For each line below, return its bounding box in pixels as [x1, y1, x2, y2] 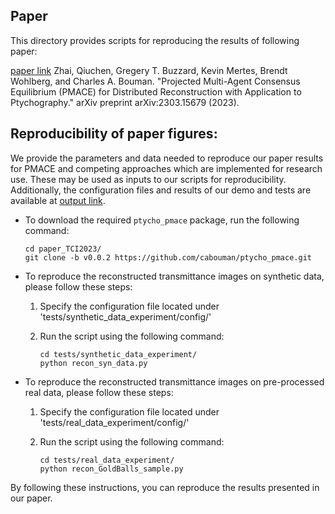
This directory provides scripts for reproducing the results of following [10, 34, 300, 46]
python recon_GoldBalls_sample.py [39, 464, 184, 474]
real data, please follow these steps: [24, 386, 174, 398]
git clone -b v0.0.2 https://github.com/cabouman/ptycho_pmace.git [24, 252, 312, 263]
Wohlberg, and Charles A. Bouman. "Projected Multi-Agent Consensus [10, 75, 301, 87]
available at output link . [10, 194, 106, 206]
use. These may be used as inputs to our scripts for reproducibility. [10, 173, 287, 185]
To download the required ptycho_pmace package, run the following [24, 214, 300, 226]
